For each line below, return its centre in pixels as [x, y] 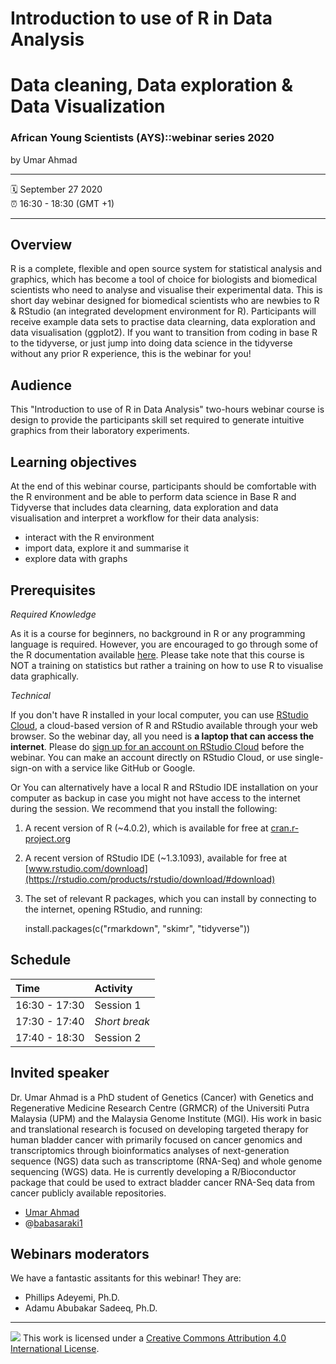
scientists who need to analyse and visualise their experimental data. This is [166, 290]
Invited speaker [60, 1073]
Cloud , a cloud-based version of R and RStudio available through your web [164, 725]
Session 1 [118, 1005]
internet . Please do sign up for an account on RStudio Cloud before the [157, 746]
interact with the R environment [89, 538]
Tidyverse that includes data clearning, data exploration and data [144, 508]
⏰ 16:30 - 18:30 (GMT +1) [62, 203]
